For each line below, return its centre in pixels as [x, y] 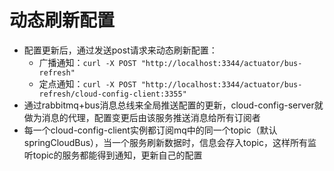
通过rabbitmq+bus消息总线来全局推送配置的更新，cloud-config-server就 [173, 105]
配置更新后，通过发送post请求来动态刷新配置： [120, 50]
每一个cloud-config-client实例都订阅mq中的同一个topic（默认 [150, 130]
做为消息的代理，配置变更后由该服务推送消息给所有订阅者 [142, 117]
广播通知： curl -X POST [87, 62]
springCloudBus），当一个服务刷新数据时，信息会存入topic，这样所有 [165, 142]
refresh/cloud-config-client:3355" [112, 94]
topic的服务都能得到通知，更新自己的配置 [117, 155]
